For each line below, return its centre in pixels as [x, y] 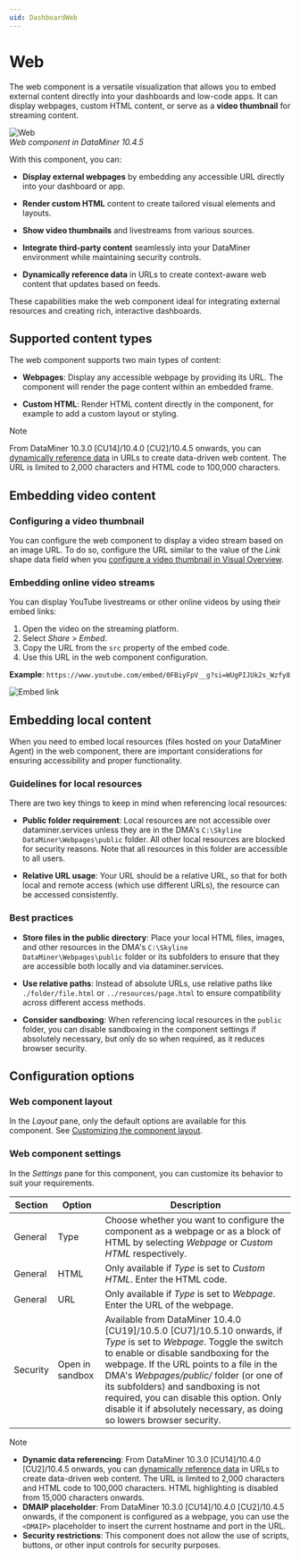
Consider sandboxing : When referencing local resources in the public [152, 1019]
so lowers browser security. [163, 1420]
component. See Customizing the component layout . [106, 1131]
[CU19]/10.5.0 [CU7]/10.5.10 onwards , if [194, 1330]
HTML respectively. [146, 1253]
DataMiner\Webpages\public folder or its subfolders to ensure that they [150, 956]
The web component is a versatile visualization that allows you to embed [143, 87]
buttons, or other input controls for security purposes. [121, 1545]
